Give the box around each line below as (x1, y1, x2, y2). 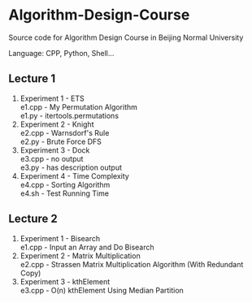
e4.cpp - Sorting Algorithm (20, 180, 111, 189)
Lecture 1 (8, 71, 56, 86)
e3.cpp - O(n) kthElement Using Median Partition (20, 285, 185, 295)
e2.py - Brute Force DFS (20, 136, 102, 146)
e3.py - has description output (20, 162, 123, 172)
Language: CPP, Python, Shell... (8, 48, 115, 58)
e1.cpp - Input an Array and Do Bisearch (20, 242, 154, 252)
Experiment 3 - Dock (20, 145, 90, 155)
